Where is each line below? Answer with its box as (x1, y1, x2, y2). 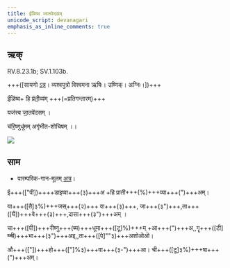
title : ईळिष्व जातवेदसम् (7, 10, 63, 17)
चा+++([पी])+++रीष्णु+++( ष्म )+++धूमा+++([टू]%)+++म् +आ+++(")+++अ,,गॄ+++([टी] (7, 224, 224, 232)
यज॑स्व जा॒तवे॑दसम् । (7, 108, 51, 117)
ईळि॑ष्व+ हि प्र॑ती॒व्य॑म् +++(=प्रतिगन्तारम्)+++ (7, 94, 106, 103)
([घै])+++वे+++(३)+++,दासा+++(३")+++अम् (7, 210, 122, 218)
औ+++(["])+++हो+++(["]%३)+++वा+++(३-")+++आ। (7, 246, 151, 253)
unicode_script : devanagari (7, 17, 89, 24)
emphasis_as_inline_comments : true (7, 23, 110, 30)
